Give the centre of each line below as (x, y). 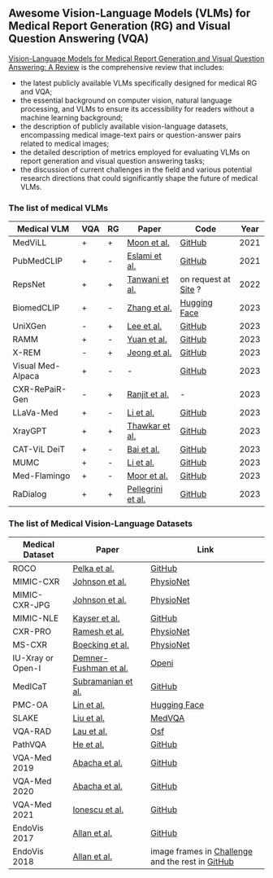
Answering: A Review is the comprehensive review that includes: (117, 67)
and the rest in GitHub (192, 862)
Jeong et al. (149, 353)
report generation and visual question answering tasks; (113, 160)
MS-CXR (30, 645)
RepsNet (29, 284)
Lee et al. (145, 327)
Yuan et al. (147, 340)
